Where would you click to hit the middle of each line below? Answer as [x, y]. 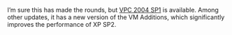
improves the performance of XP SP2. [62, 24]
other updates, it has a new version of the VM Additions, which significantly [116, 17]
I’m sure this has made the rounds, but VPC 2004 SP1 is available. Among [113, 10]
